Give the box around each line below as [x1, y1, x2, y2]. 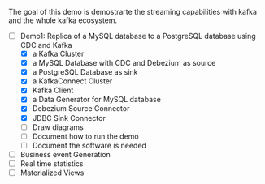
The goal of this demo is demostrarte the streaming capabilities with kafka [8, 7, 258, 16]
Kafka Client [32, 85, 74, 96]
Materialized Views [20, 168, 85, 178]
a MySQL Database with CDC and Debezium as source [32, 58, 216, 68]
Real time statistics [20, 158, 84, 169]
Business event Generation [20, 149, 111, 159]
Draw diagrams [32, 122, 84, 132]
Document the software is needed [32, 140, 146, 150]
